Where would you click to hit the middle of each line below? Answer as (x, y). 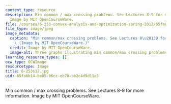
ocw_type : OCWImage (26, 62)
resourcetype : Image (27, 66)
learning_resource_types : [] (36, 57)
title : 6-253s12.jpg (27, 72)
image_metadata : (22, 33)
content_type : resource (31, 10)
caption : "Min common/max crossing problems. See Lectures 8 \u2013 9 (84, 39)
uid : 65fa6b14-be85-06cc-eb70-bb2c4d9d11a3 (52, 76)
